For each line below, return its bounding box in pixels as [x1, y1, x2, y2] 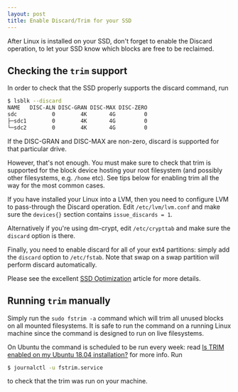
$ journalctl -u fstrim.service [7, 364, 103, 371]
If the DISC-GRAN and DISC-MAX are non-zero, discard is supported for [7, 137, 220, 145]
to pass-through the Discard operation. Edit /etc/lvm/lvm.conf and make [7, 202, 221, 211]
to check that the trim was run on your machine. [7, 377, 148, 386]
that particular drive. [7, 144, 67, 153]
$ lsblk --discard [7, 98, 62, 105]
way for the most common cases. [7, 181, 105, 190]
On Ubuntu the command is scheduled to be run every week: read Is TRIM [7, 343, 225, 351]
